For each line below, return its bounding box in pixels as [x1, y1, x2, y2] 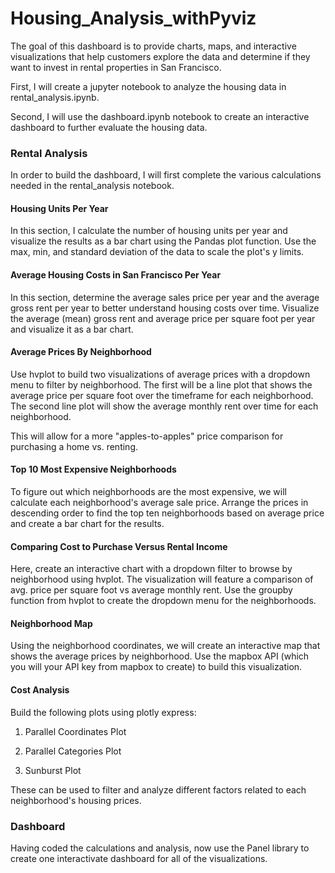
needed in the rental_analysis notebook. [10, 180, 175, 192]
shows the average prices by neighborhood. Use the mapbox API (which [10, 650, 310, 662]
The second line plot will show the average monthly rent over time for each [10, 400, 319, 412]
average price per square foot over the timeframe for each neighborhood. [10, 389, 314, 401]
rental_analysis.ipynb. [10, 91, 100, 103]
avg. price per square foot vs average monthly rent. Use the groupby [10, 584, 293, 596]
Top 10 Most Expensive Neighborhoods [10, 463, 177, 476]
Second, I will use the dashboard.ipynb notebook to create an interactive [10, 110, 310, 122]
